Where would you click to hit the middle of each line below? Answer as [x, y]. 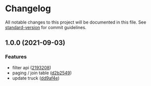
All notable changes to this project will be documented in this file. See [76, 22]
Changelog [28, 9]
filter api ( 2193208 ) [32, 67]
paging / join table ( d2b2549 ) [42, 73]
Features [16, 57]
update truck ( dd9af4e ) [36, 78]
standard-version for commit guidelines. [46, 27]
